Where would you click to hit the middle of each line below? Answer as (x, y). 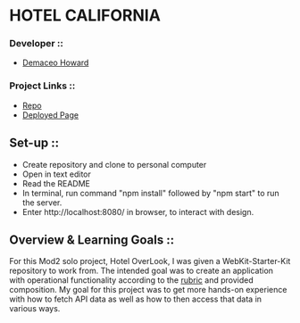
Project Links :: (42, 86)
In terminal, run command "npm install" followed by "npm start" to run (150, 193)
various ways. (35, 309)
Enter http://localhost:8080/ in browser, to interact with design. (138, 211)
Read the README (56, 183)
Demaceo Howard (55, 62)
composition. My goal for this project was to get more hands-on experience (148, 290)
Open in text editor (57, 174)
